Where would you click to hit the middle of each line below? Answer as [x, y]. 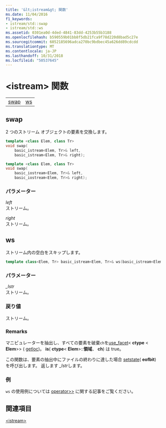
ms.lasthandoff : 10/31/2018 [34, 56]
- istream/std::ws [24, 28]
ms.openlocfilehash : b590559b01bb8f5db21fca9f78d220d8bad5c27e [72, 38]
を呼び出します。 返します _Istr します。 [45, 365]
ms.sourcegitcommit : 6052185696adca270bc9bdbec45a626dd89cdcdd [72, 42]
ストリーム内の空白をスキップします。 [44, 252]
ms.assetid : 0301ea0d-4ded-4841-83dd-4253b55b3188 [59, 33]
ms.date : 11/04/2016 [27, 14]
